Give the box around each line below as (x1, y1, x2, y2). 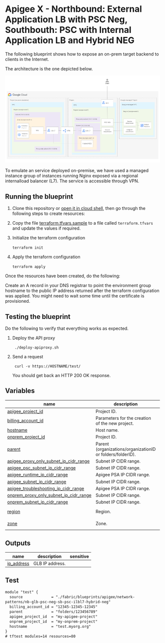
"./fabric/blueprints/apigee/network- (55, 595, 135, 600)
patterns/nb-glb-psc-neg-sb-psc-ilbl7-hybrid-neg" (5, 600, 111, 605)
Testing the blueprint (5, 312, 71, 321)
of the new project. (95, 420, 134, 426)
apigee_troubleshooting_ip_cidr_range (7, 485, 84, 491)
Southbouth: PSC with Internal (5, 25, 132, 35)
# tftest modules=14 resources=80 (5, 634, 76, 639)
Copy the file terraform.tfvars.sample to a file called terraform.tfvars (12, 220, 153, 226)
